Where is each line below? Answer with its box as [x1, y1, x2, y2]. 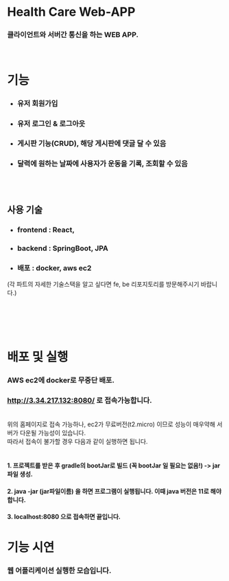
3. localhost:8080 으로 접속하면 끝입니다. [7, 513, 121, 521]
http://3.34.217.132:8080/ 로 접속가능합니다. [7, 396, 152, 406]
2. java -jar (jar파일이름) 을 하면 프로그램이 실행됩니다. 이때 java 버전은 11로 [7, 487, 209, 495]
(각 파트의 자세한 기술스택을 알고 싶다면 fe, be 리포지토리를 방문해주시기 [7, 280, 200, 289]
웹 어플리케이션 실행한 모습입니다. [7, 565, 112, 575]
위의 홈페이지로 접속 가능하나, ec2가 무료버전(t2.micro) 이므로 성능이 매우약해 [7, 420, 216, 428]
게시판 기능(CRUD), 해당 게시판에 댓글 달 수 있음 [16, 139, 167, 149]
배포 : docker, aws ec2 [16, 263, 92, 272]
